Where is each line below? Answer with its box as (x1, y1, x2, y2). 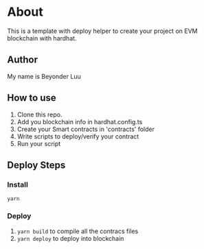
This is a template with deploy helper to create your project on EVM (7, 27, 198, 35)
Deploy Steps (7, 159, 66, 171)
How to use (7, 92, 56, 104)
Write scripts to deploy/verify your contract (16, 132, 139, 141)
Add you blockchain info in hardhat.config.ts (16, 117, 143, 126)
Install (7, 180, 29, 189)
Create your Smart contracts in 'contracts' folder (16, 125, 155, 133)
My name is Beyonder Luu (7, 72, 81, 80)
